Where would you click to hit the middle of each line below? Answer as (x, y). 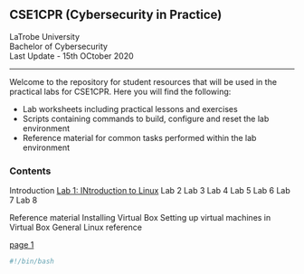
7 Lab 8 (24, 200)
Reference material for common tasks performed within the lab (139, 137)
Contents (30, 171)
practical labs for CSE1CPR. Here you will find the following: (120, 91)
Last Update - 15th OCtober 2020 (71, 56)
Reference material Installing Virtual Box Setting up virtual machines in (140, 218)
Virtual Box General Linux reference (76, 227)
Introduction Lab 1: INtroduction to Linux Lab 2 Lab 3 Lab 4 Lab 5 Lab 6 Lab (150, 191)
